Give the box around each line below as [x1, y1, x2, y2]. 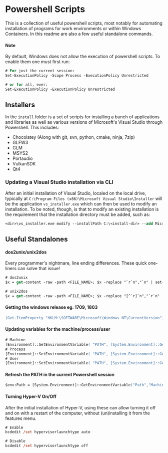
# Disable [5, 438, 26, 444]
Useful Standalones [5, 235, 68, 244]
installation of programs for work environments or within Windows [5, 25, 141, 31]
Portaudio [12, 155, 33, 161]
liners [5, 266, 16, 272]
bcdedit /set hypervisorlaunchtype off [5, 443, 88, 448]
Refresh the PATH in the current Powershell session [5, 371, 115, 377]
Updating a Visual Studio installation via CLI [5, 179, 113, 186]
